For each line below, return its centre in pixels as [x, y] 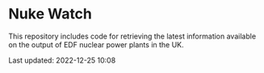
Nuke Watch [50, 14]
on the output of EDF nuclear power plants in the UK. [96, 44]
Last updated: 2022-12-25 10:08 [62, 60]
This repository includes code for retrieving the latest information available [132, 36]
